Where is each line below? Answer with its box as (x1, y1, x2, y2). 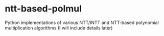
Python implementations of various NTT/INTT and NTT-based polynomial (5, 19, 159, 25)
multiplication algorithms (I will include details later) (5, 24, 113, 30)
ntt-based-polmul (5, 3, 82, 14)
